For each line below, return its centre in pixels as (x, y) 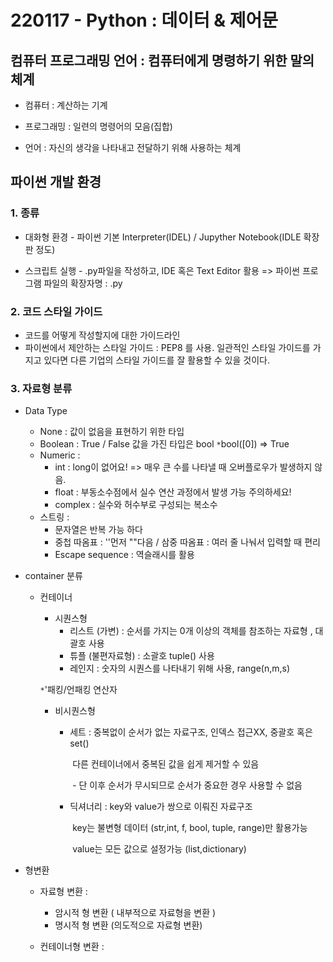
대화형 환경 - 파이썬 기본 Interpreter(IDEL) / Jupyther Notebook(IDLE (163, 237)
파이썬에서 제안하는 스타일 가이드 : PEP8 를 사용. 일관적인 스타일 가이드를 (167, 347)
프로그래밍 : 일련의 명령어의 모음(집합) (98, 126)
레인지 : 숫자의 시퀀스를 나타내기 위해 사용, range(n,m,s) (180, 668)
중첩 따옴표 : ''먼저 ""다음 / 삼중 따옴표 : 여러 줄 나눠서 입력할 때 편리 (187, 542)
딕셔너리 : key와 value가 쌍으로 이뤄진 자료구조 (161, 807)
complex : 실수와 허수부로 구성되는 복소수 (136, 505)
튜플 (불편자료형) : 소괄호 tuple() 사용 (142, 656)
